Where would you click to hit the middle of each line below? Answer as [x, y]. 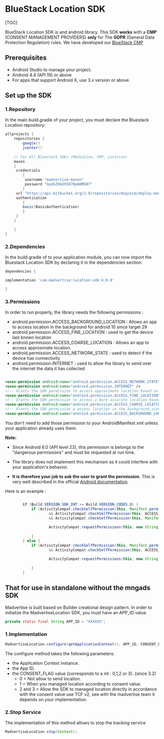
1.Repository [20, 110]
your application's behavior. [40, 467]
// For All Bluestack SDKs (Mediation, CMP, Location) [71, 157]
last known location [32, 337]
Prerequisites [26, 58]
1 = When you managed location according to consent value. [80, 684]
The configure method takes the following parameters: [60, 653]
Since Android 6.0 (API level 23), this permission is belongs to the [78, 447]
